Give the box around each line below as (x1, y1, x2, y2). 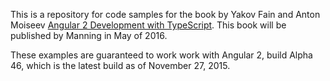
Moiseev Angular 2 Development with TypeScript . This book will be (10, 19, 287, 31)
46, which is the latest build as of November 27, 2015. (10, 60, 231, 71)
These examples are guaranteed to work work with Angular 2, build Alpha (10, 49, 313, 61)
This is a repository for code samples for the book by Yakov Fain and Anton (10, 9, 321, 20)
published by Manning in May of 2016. (10, 30, 168, 41)
